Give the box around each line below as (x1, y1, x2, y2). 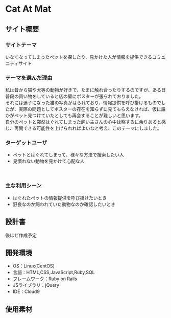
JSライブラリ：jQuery (12, 282, 60, 288)
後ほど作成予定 (5, 232, 37, 238)
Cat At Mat (5, 3, 52, 15)
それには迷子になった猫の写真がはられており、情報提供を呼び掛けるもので (5, 100, 162, 106)
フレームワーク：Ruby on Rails (12, 276, 78, 282)
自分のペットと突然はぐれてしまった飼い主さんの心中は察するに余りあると (5, 119, 162, 125)
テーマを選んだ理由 (5, 74, 53, 81)
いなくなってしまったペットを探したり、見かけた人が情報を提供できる (5, 54, 152, 60)
